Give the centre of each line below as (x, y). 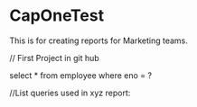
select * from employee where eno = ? (80, 75)
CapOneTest (57, 16)
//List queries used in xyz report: (70, 93)
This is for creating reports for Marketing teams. (98, 40)
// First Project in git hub (54, 58)
